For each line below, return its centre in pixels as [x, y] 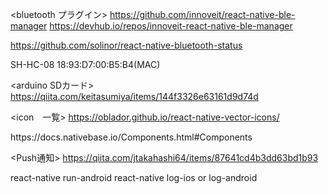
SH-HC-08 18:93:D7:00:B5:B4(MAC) [85, 64]
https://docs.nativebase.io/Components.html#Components [131, 137]
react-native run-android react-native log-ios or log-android [134, 177]
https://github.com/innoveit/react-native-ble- [202, 14]
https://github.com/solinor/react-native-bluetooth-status [126, 45]
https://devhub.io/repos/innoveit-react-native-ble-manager [171, 26]
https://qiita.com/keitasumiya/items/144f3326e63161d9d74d [134, 96]
